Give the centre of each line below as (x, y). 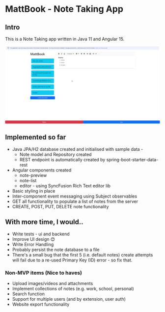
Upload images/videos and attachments (53, 283)
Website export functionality (41, 304)
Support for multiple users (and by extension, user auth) (69, 299)
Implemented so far (36, 137)
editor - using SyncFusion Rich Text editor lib (65, 186)
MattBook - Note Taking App (64, 9)
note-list (28, 180)
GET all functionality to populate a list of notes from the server (75, 201)
